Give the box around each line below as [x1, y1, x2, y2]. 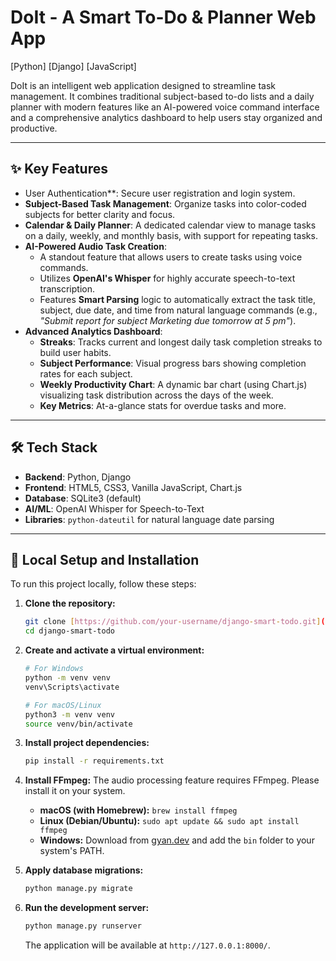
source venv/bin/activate [24, 719, 133, 729]
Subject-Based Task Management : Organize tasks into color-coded [24, 197, 307, 210]
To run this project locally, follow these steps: [10, 578, 197, 590]
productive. [10, 122, 58, 134]
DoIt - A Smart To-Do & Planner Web [10, 6, 317, 29]
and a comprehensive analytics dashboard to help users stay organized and [10, 111, 323, 123]
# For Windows [24, 664, 84, 674]
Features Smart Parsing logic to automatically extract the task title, [39, 293, 317, 305]
